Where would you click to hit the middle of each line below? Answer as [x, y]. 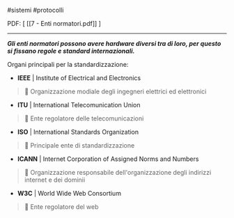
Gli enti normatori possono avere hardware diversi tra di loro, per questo [114, 44]
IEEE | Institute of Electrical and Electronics [79, 78]
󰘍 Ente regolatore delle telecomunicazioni [84, 118]
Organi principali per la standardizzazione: [68, 64]
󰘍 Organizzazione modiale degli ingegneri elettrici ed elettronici [115, 91]
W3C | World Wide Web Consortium [69, 193]
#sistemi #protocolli [36, 10]
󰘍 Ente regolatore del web [61, 207]
